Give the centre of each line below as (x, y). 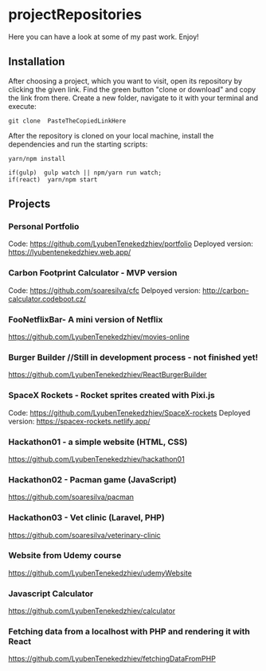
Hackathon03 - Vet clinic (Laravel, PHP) (86, 517)
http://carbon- (225, 290)
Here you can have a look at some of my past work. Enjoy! (104, 37)
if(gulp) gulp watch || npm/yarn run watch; (85, 173)
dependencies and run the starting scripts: (78, 144)
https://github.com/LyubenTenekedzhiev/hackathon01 (96, 458)
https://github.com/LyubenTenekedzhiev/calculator (92, 611)
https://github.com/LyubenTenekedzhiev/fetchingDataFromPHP (112, 659)
